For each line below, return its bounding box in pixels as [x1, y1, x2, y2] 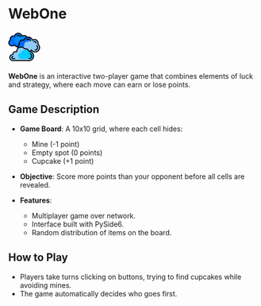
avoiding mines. [19, 280, 72, 290]
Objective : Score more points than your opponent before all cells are [19, 172, 245, 181]
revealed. [19, 180, 51, 189]
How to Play [8, 251, 69, 265]
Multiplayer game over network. [31, 211, 136, 220]
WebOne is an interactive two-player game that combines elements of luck [8, 71, 254, 80]
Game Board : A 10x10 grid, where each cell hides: [19, 124, 183, 134]
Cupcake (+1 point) [31, 156, 94, 165]
